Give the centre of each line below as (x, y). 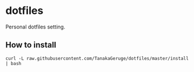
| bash (13, 63)
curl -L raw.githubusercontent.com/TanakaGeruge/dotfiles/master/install (97, 58)
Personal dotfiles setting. (35, 27)
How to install (31, 45)
